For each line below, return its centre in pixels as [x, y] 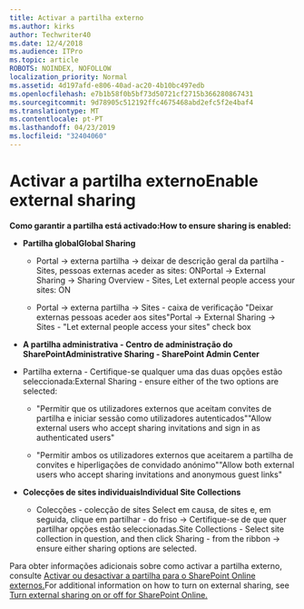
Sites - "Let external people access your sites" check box [143, 326]
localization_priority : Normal [69, 77]
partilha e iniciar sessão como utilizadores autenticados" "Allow [154, 418]
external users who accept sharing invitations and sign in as [148, 427]
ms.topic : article [44, 60]
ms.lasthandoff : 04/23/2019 [63, 128]
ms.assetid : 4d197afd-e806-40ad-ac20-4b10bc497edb [107, 85]
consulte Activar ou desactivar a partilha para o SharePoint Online [132, 575]
